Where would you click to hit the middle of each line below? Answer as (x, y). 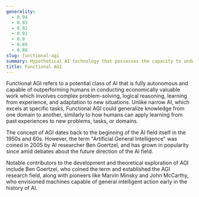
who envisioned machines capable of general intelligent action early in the (97, 182)
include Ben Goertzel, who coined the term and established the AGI (88, 169)
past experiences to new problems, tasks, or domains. (72, 121)
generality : (21, 12)
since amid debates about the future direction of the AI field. (80, 151)
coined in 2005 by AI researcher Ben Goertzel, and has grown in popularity (98, 145)
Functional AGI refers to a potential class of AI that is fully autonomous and (97, 83)
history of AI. (22, 188)
